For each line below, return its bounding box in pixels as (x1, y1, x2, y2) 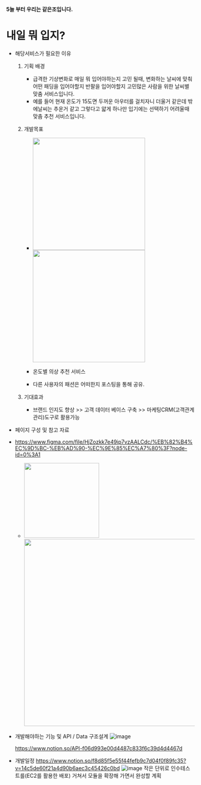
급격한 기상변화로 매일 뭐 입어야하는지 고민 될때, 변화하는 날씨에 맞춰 (32, 75, 193, 82)
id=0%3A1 (14, 451, 41, 458)
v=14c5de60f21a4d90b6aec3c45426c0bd (14, 764, 120, 772)
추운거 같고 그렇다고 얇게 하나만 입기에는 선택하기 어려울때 (53, 105, 190, 112)
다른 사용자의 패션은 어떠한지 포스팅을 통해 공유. (32, 380, 145, 387)
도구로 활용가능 (44, 413, 80, 420)
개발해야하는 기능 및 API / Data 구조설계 (14, 732, 109, 739)
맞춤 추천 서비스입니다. (32, 113, 86, 120)
